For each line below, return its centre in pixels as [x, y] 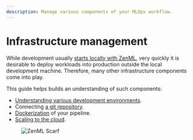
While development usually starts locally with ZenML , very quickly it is [93, 58]
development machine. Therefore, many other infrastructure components [96, 71]
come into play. [25, 77]
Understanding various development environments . [78, 100]
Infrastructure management [77, 41]
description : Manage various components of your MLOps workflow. [89, 12]
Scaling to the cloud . [40, 119]
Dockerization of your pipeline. [53, 113]
